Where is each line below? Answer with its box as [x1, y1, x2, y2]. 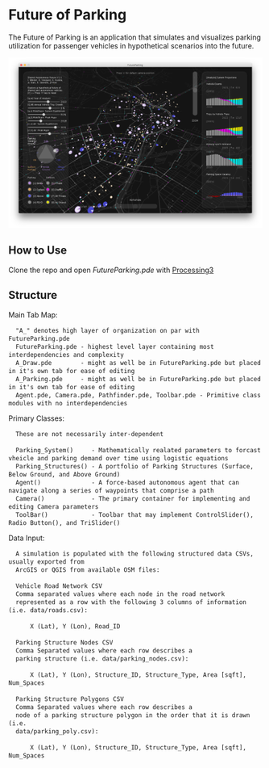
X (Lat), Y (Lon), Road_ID [29, 622, 121, 631]
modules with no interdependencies [8, 399, 128, 407]
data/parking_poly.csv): [15, 727, 99, 736]
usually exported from [8, 557, 85, 566]
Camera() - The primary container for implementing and [15, 494, 250, 502]
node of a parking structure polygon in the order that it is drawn [15, 711, 250, 720]
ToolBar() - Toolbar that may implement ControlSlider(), [15, 510, 254, 518]
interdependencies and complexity [8, 350, 125, 359]
